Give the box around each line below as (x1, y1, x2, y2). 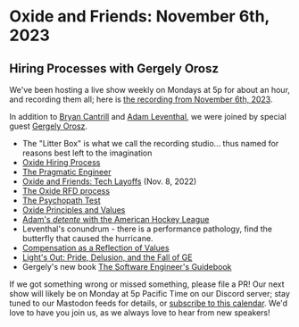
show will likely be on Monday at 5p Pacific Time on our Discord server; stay (9, 289, 290, 298)
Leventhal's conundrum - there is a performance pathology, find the (21, 223, 273, 234)
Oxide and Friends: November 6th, (9, 6, 270, 27)
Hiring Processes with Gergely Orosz (9, 61, 220, 76)
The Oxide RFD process (21, 186, 110, 196)
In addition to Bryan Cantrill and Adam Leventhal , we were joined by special (9, 112, 287, 122)
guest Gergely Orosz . (9, 121, 87, 131)
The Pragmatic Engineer (21, 167, 112, 177)
